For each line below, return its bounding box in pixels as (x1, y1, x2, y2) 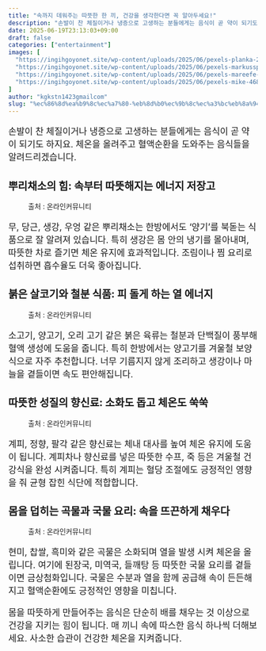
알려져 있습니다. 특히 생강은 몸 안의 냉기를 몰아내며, (46, 234, 249, 246)
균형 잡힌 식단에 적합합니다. (29, 477, 139, 488)
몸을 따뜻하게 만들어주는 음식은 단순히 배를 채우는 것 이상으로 (8, 607, 250, 618)
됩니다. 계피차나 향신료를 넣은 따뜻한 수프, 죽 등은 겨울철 (18, 451, 241, 462)
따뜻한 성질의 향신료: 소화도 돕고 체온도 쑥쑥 (8, 396, 208, 409)
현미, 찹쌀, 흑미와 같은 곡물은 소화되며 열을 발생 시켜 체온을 (8, 546, 241, 558)
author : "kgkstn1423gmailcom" (8, 93, 108, 101)
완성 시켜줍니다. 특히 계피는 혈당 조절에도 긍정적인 (35, 464, 234, 476)
